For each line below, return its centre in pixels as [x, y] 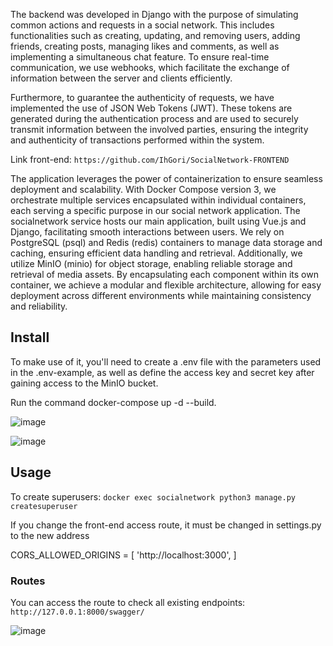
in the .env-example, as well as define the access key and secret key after [162, 372]
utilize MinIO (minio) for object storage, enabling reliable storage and [151, 263]
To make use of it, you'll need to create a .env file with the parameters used [166, 361]
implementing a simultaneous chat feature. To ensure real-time [140, 57]
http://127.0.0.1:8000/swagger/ [77, 612]
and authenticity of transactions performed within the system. [137, 140]
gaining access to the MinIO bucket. [84, 383]
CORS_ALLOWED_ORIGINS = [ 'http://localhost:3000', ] [123, 555]
